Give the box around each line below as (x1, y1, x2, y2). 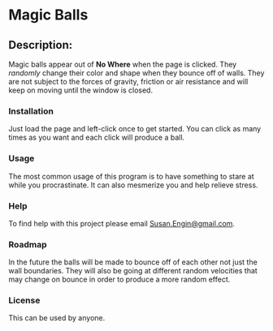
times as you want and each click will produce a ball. (8, 132, 185, 143)
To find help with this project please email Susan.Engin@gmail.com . (8, 218, 236, 228)
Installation (8, 105, 54, 117)
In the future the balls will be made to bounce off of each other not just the (8, 257, 258, 267)
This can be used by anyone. (8, 313, 106, 323)
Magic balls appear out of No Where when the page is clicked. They (8, 59, 237, 69)
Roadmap (8, 239, 47, 250)
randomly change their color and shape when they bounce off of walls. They (8, 68, 265, 78)
